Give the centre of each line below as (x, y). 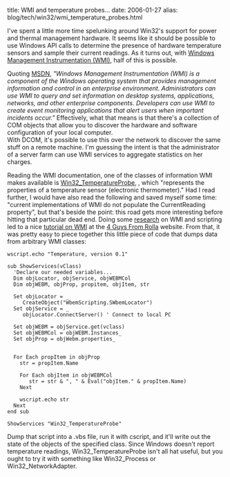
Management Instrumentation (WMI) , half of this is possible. (93, 60)
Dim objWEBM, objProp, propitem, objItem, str (82, 285)
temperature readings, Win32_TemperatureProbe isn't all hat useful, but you (115, 451)
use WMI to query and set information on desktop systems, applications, (111, 96)
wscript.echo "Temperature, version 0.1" (68, 254)
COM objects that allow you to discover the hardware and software (103, 125)
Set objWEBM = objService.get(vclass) (69, 327)
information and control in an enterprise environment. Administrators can (112, 88)
